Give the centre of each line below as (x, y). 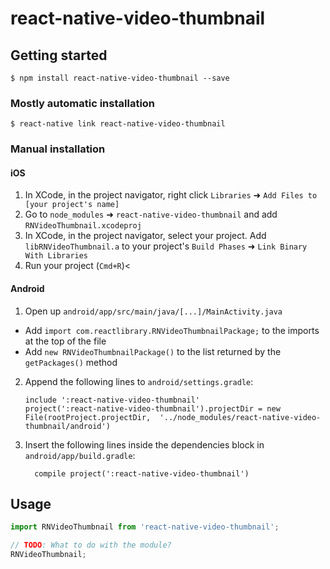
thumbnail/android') (67, 426)
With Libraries (56, 256)
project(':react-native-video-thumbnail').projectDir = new (152, 408)
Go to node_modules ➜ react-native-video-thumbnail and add (151, 214)
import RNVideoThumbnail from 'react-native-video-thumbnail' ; (145, 527)
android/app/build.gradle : (80, 455)
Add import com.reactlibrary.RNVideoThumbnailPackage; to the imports (172, 330)
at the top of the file (65, 341)
